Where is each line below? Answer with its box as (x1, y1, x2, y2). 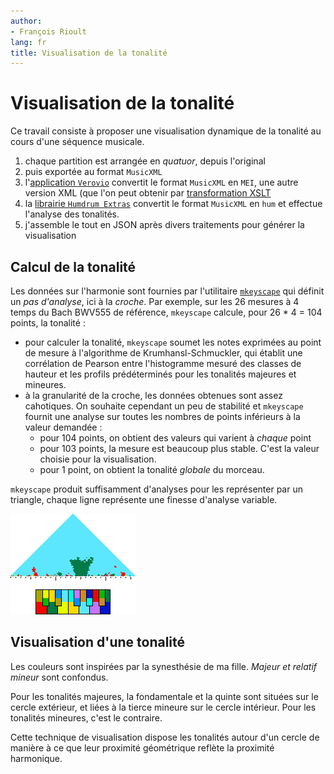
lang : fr (10, 37, 47, 47)
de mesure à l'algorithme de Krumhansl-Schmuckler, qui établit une (24, 347, 303, 359)
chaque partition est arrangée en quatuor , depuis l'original (24, 155, 266, 167)
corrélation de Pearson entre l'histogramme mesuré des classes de (24, 358, 302, 369)
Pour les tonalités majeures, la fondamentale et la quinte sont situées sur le (10, 690, 319, 702)
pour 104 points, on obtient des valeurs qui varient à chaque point (39, 432, 312, 444)
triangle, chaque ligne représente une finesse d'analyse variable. (10, 494, 278, 505)
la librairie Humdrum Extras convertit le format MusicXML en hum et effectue (24, 198, 323, 210)
